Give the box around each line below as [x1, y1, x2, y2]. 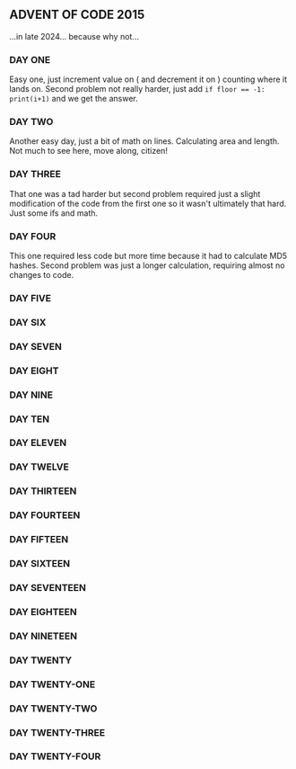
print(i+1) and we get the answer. [9, 94, 139, 104]
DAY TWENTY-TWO [9, 702, 98, 714]
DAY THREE [9, 168, 61, 181]
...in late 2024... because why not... [9, 31, 139, 41]
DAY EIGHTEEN [9, 605, 78, 618]
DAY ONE [9, 53, 51, 66]
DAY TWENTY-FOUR [9, 750, 101, 763]
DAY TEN [9, 413, 50, 425]
